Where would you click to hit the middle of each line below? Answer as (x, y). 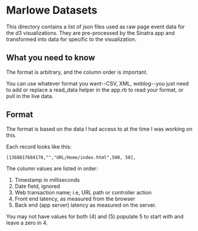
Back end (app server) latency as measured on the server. (85, 205)
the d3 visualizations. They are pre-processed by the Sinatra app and (90, 32)
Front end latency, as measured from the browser (75, 199)
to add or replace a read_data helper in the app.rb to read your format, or (95, 90)
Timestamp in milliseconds (47, 180)
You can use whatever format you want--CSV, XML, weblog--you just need (98, 83)
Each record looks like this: (39, 147)
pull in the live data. (30, 96)
